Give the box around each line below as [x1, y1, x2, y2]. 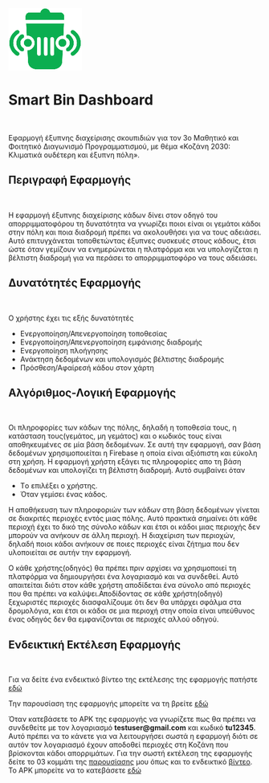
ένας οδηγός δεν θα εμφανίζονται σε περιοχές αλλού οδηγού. [8, 614, 219, 624]
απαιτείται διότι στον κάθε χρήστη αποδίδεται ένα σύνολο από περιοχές [8, 581, 251, 590]
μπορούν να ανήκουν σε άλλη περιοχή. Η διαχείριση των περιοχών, [8, 531, 235, 540]
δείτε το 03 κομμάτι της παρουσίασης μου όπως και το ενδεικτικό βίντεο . [8, 757, 253, 767]
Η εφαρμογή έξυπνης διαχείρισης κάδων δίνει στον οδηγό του [8, 210, 218, 220]
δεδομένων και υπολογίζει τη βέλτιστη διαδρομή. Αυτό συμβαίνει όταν [8, 466, 246, 475]
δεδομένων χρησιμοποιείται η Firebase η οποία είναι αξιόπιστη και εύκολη [8, 448, 258, 458]
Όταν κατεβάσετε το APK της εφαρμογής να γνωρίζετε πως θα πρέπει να [8, 715, 256, 724]
